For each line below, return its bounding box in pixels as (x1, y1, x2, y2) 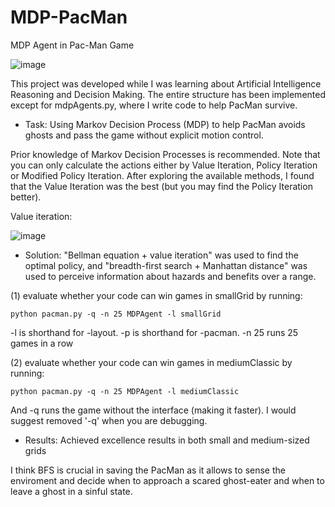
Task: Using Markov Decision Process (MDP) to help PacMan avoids (24, 118, 306, 130)
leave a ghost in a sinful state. (10, 485, 133, 497)
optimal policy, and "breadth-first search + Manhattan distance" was (24, 259, 308, 271)
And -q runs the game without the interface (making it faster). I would (10, 404, 297, 416)
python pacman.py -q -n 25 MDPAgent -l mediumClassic (10, 386, 240, 396)
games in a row (10, 337, 74, 349)
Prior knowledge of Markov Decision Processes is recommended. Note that (10, 148, 321, 160)
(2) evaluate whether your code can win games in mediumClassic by (10, 356, 293, 368)
